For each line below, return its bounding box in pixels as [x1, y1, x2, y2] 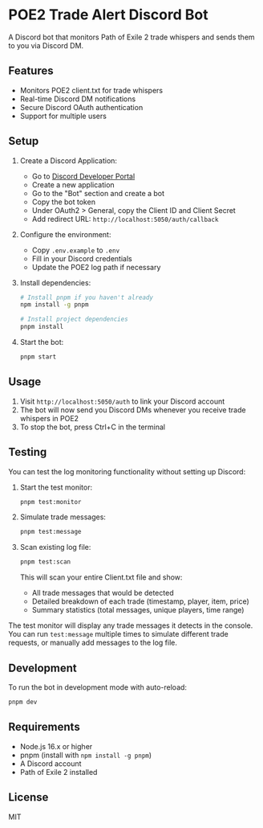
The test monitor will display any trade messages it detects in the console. [8, 621, 253, 630]
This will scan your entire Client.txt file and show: [19, 572, 183, 582]
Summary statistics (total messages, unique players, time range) [31, 605, 245, 615]
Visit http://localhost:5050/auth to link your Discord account [19, 396, 225, 406]
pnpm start [19, 353, 57, 361]
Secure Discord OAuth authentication [19, 102, 144, 112]
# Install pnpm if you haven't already [19, 293, 154, 301]
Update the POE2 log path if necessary [31, 262, 161, 272]
